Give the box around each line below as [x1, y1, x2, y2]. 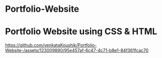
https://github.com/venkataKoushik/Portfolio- [5, 42, 97, 48]
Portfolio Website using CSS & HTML [5, 26, 158, 37]
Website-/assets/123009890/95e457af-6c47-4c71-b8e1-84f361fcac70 [5, 48, 149, 54]
